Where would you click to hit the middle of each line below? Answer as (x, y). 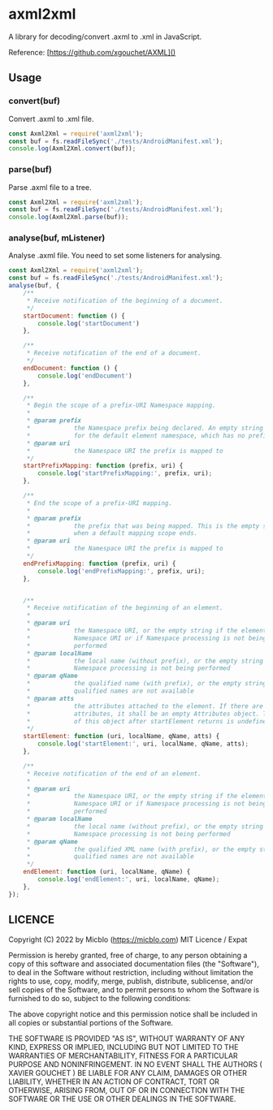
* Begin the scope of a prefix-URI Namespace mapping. (121, 406)
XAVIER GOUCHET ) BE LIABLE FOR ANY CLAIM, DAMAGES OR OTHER (128, 1073)
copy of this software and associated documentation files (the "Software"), (134, 964)
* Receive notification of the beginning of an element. (125, 608)
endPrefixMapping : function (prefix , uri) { (100, 564)
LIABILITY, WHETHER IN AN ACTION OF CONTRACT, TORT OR (114, 1082)
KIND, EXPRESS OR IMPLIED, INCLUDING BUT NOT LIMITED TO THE (123, 1047)
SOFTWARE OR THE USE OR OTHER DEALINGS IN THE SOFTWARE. (122, 1099)
